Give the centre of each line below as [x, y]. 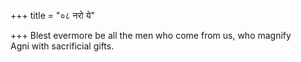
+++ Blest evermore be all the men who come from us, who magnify [151, 35]
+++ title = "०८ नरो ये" [52, 15]
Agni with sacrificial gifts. [62, 46]
